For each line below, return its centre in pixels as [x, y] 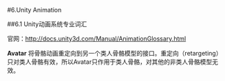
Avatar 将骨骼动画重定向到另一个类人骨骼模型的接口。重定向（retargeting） [115, 53]
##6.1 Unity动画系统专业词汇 [47, 24]
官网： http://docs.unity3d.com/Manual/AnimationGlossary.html [97, 38]
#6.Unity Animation [34, 10]
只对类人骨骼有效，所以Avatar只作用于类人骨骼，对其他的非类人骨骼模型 [110, 62]
